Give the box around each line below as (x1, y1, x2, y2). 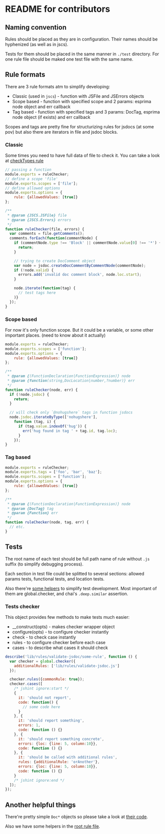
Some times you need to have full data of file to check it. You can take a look (5, 152, 160, 158)
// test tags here (18, 290, 56, 296)
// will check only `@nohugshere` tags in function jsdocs (9, 410, 133, 415)
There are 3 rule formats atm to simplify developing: (5, 83, 110, 89)
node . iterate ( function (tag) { (14, 286, 76, 291)
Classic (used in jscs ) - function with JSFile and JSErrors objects (12, 93, 144, 99)
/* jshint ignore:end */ (14, 778, 65, 783)
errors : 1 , (18, 723, 41, 728)
